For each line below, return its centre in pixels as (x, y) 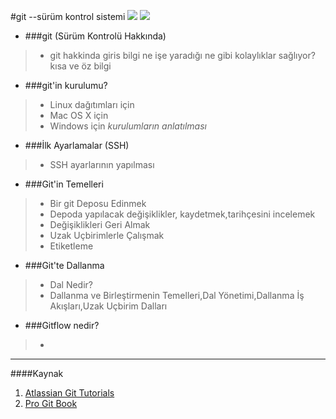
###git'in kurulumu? (66, 85)
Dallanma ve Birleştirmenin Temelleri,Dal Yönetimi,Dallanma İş (177, 295)
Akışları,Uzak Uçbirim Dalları (108, 306)
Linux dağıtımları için (92, 104)
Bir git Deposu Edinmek (98, 203)
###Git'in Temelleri (64, 184)
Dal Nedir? (71, 284)
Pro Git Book (51, 403)
